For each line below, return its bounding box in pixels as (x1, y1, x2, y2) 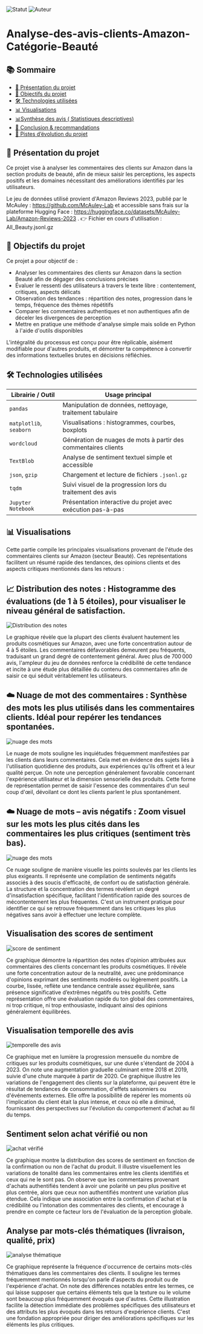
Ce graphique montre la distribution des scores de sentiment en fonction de (6, 1156, 195, 1164)
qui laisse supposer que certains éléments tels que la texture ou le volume (6, 1289, 191, 1296)
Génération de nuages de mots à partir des (62, 436, 184, 444)
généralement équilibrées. (6, 1008, 71, 1015)
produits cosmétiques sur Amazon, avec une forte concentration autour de (6, 640, 192, 647)
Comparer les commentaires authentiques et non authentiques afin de (14, 307, 190, 315)
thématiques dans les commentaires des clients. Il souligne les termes (6, 1269, 181, 1276)
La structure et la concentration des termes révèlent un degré (6, 885, 159, 892)
